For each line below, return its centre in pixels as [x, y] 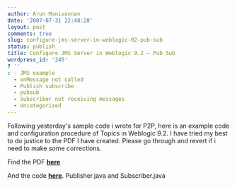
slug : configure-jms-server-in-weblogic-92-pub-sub [85, 40]
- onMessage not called [48, 79]
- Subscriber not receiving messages [69, 99]
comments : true [30, 34]
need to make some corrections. [54, 148]
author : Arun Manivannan [44, 14]
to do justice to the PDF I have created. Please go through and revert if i [111, 140]
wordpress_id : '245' [38, 60]
